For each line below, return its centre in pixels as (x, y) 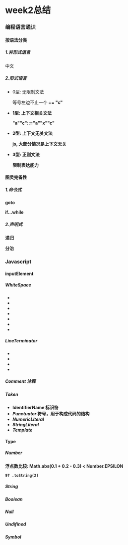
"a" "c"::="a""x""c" (33, 123)
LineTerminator (21, 341)
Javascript (18, 262)
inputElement (19, 273)
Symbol (13, 537)
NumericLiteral (28, 419)
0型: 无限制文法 (28, 92)
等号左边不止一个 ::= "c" (37, 102)
